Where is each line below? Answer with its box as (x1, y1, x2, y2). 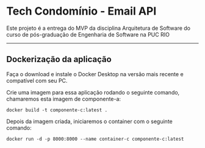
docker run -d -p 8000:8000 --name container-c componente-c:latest (6, 136, 184, 142)
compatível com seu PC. (6, 77, 68, 84)
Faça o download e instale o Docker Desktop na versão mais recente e (6, 70, 184, 77)
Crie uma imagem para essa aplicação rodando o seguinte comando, (6, 88, 180, 96)
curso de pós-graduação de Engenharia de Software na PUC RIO (6, 30, 170, 38)
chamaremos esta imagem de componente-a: (6, 95, 121, 102)
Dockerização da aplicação (6, 54, 112, 65)
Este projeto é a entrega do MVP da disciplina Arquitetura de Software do (6, 24, 191, 32)
